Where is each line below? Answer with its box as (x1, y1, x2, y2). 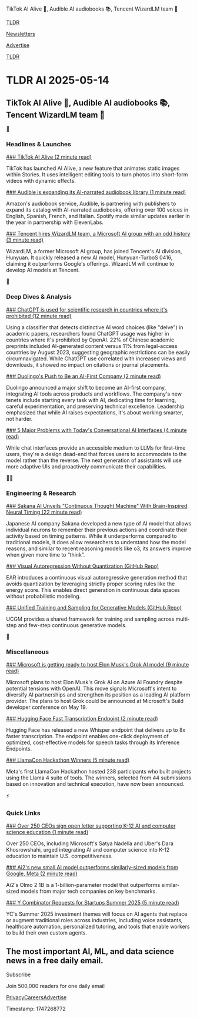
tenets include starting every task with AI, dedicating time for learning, (6, 396, 176, 403)
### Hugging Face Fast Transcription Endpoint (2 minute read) (6, 715, 158, 722)
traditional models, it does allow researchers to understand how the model (6, 538, 186, 545)
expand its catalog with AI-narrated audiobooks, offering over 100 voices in (6, 206, 189, 213)
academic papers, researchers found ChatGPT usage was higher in (6, 330, 169, 337)
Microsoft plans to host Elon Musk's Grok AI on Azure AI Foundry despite (6, 679, 183, 686)
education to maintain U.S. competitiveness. (6, 852, 113, 860)
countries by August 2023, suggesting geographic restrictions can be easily (6, 349, 191, 356)
